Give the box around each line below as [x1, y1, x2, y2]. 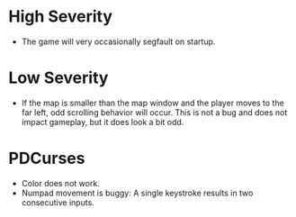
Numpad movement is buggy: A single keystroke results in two [21, 187, 254, 198]
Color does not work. [21, 177, 100, 188]
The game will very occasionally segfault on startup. [21, 36, 216, 47]
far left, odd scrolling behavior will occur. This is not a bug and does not [21, 106, 288, 118]
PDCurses [8, 149, 85, 168]
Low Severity [8, 68, 109, 88]
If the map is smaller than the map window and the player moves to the [21, 97, 284, 108]
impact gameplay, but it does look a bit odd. [21, 116, 184, 127]
